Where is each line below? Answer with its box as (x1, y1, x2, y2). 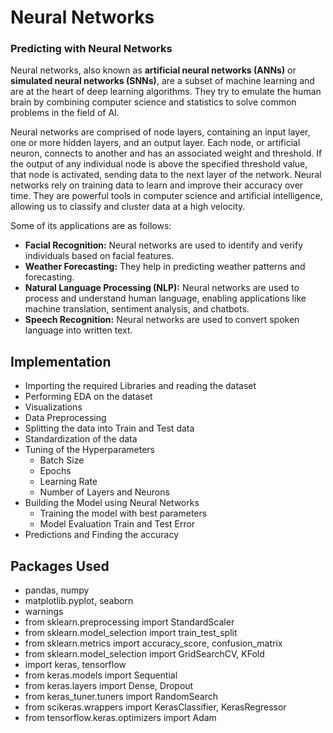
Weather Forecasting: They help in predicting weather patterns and (24, 261, 306, 273)
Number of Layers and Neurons (39, 486, 170, 498)
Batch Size (39, 454, 85, 466)
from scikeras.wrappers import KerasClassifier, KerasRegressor (24, 701, 287, 713)
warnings (24, 606, 64, 618)
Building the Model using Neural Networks (24, 497, 200, 509)
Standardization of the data (24, 433, 138, 445)
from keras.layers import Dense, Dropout (24, 680, 194, 692)
